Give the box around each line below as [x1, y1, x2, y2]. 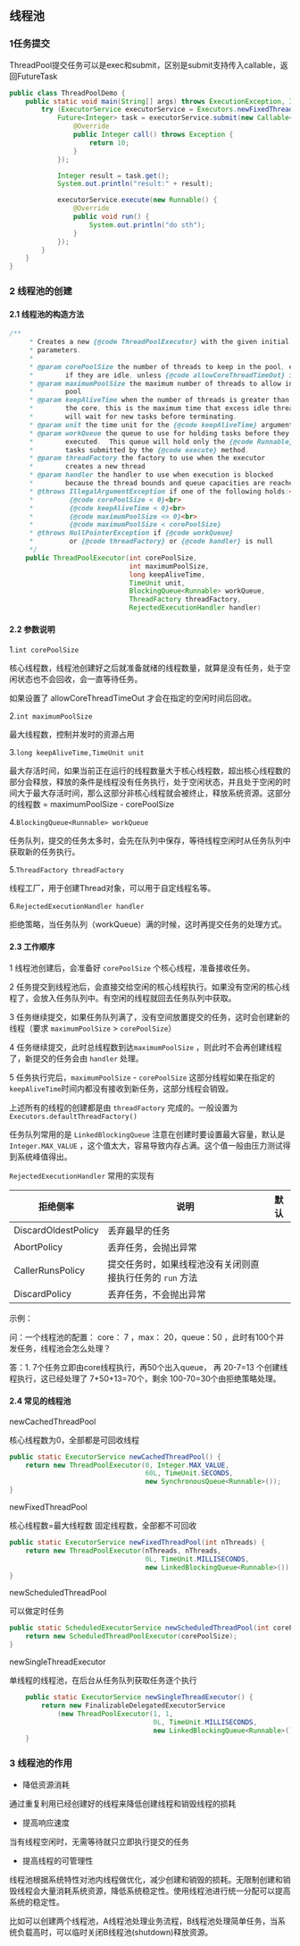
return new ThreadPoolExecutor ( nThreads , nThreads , [25, 1546, 221, 1555]
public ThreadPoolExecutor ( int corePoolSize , [25, 553, 198, 562]
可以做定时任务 [9, 1605, 64, 1616]
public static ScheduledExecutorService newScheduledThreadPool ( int [9, 1623, 270, 1633]
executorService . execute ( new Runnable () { [56, 196, 218, 205]
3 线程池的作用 [9, 1757, 73, 1770]
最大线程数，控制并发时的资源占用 [9, 729, 135, 740]
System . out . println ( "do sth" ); [88, 220, 205, 230]
